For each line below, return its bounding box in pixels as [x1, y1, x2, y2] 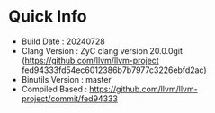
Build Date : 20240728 [21, 36, 105, 47]
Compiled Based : [21, 83, 87, 94]
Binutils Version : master [21, 74, 112, 84]
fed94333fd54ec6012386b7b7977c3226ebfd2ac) [21, 65, 208, 75]
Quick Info [8, 6, 87, 27]
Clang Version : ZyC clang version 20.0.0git [21, 45, 184, 56]
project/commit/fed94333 [21, 92, 119, 104]
